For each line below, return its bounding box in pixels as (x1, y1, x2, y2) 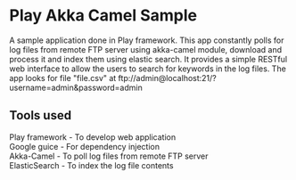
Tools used (9, 108, 72, 123)
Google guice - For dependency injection (9, 141, 160, 151)
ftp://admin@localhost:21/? (118, 72, 217, 83)
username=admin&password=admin (9, 82, 143, 93)
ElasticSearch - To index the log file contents (9, 160, 174, 170)
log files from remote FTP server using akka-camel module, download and (9, 44, 283, 54)
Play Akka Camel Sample (9, 5, 198, 26)
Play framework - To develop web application (9, 131, 177, 143)
